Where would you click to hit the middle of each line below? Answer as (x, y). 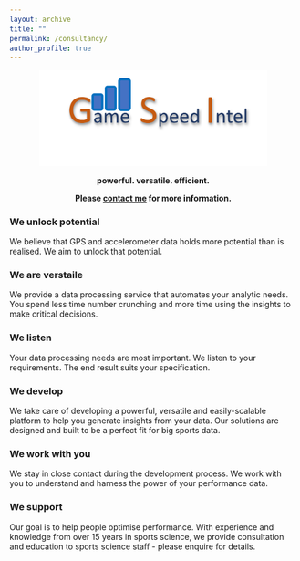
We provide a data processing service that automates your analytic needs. (149, 295)
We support (36, 507)
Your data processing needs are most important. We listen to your (133, 358)
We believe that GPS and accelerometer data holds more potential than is (147, 242)
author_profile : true (51, 48)
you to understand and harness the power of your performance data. (139, 483)
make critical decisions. (54, 314)
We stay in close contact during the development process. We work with (145, 473)
